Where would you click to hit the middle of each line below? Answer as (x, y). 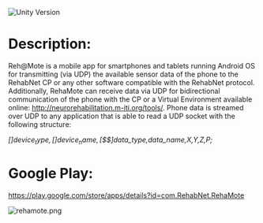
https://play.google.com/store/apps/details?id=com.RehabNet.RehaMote (126, 195)
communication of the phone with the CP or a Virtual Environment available (130, 99)
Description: (50, 44)
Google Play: (51, 173)
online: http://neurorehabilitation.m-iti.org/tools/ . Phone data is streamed (126, 107)
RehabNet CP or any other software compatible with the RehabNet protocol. (131, 82)
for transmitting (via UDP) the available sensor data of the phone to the (123, 74)
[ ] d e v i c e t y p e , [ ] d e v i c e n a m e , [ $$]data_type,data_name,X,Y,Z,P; (111, 140)
